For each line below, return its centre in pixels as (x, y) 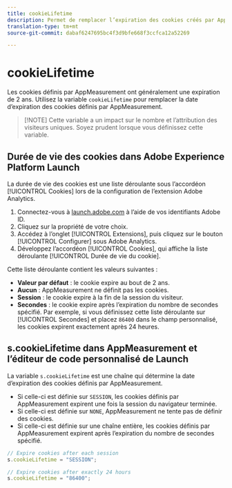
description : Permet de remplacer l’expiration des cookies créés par (111, 20)
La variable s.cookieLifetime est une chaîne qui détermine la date (101, 375)
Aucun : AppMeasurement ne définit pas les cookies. (93, 290)
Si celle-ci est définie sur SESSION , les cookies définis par (98, 396)
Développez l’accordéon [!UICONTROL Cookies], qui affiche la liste (113, 248)
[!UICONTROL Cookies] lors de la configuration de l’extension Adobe (105, 191)
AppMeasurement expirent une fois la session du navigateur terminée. (117, 404)
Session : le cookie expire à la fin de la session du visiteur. (100, 297)
